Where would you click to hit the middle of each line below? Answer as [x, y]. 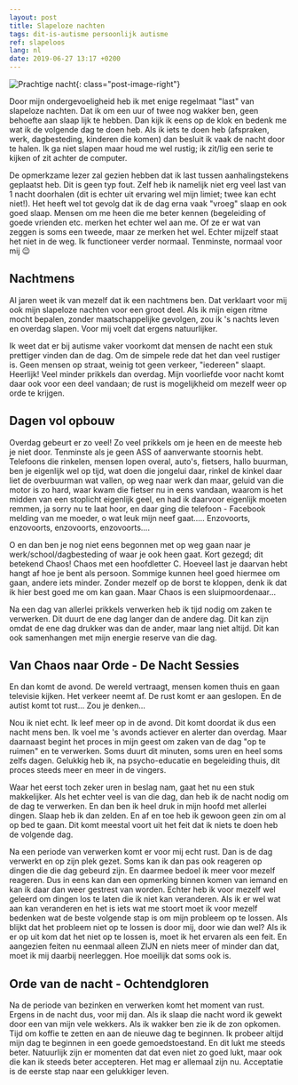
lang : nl [25, 51]
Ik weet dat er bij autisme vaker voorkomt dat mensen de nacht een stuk [141, 346]
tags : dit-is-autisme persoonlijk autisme [89, 34]
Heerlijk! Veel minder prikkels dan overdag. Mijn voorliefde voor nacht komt [147, 374]
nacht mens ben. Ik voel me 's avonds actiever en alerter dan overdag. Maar [148, 732]
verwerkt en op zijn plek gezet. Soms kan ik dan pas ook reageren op [136, 861]
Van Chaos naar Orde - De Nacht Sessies [124, 666]
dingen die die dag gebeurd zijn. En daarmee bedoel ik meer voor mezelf [142, 871]
